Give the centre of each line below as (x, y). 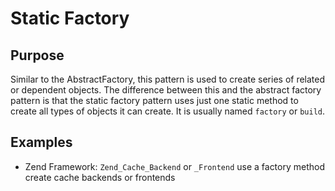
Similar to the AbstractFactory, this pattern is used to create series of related (168, 79)
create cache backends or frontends (100, 177)
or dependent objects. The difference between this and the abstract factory (166, 90)
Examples (41, 142)
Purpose (37, 55)
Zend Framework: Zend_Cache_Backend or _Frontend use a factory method (175, 166)
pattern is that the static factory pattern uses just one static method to (154, 100)
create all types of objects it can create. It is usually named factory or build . (168, 111)
